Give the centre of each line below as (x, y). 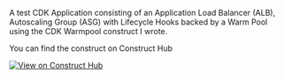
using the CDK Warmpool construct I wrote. (88, 31)
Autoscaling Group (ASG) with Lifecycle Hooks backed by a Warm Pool (138, 22)
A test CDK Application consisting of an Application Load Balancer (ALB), (142, 13)
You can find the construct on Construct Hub (91, 48)
